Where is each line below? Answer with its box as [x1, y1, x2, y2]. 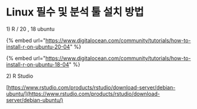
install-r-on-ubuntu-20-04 [6, 43, 70, 50]
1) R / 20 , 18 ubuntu [6, 25, 55, 33]
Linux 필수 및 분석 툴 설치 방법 [6, 5, 144, 19]
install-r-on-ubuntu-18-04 [6, 60, 69, 68]
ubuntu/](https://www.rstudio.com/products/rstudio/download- [6, 90, 160, 97]
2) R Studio [6, 72, 34, 79]
